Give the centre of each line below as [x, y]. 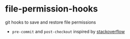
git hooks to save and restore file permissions [50, 22]
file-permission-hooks [51, 9]
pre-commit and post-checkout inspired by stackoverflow [68, 31]
